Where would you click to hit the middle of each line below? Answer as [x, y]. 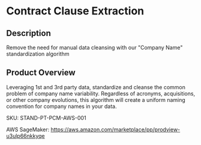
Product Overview [41, 73]
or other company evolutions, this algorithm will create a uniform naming [96, 99]
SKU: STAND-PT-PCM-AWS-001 [46, 117]
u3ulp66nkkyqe [25, 135]
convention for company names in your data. [61, 106]
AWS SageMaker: [28, 129]
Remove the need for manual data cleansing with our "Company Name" [94, 47]
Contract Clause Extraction [75, 11]
